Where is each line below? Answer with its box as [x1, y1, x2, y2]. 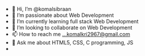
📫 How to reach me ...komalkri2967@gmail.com [11, 31, 130, 37]
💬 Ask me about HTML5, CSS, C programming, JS [11, 39, 134, 46]
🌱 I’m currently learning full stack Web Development [11, 18, 139, 24]
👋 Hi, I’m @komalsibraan [11, 6, 72, 12]
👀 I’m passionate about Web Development [11, 12, 114, 19]
